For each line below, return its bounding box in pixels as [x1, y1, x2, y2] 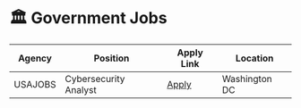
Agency [17, 52, 52, 64]
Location [236, 52, 274, 64]
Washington [221, 72, 272, 85]
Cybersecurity [64, 72, 125, 85]
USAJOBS [13, 78, 56, 90]
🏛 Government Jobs [9, 8, 168, 29]
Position [93, 52, 130, 64]
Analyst [64, 83, 97, 96]
